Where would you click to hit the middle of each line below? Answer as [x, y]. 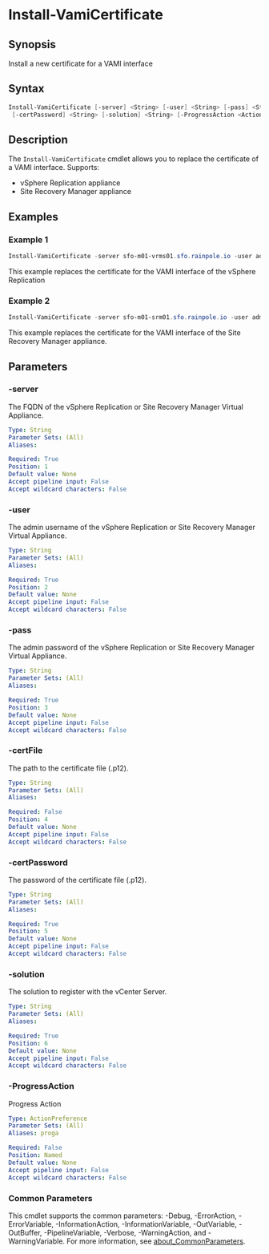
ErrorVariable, [31, 1224]
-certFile [26, 750]
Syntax [26, 89]
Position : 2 [28, 587]
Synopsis [32, 44]
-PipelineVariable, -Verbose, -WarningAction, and [125, 1232]
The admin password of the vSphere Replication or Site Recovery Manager [131, 648]
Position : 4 [28, 819]
